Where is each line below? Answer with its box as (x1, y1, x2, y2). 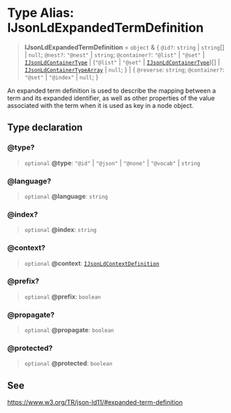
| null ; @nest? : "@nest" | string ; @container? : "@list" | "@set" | (24, 50, 205, 59)
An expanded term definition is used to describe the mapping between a (7, 86, 216, 95)
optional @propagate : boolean (24, 326, 114, 334)
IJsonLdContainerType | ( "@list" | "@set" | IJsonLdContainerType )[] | (24, 57, 220, 66)
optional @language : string (24, 191, 108, 201)
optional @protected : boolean (24, 359, 113, 367)
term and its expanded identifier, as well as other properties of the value (7, 93, 215, 102)
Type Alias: (7, 5, 75, 21)
